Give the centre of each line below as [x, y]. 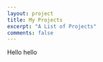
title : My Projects [35, 20]
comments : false [30, 33]
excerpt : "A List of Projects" [52, 26]
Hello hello [22, 52]
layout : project [30, 13]
